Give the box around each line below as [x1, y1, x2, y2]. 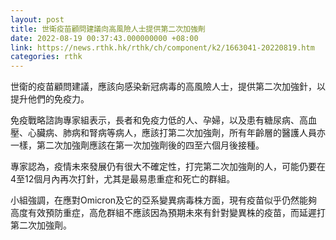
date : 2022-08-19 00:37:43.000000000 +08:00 [10, 33, 199, 43]
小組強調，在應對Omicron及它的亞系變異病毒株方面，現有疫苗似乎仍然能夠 [10, 194, 318, 206]
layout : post [10, 14, 65, 25]
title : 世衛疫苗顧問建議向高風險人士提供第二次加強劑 [10, 24, 206, 34]
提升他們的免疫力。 [10, 93, 90, 105]
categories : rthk [10, 52, 83, 62]
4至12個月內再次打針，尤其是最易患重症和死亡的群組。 [10, 173, 236, 185]
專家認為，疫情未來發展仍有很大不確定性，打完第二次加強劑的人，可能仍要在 [10, 161, 326, 173]
